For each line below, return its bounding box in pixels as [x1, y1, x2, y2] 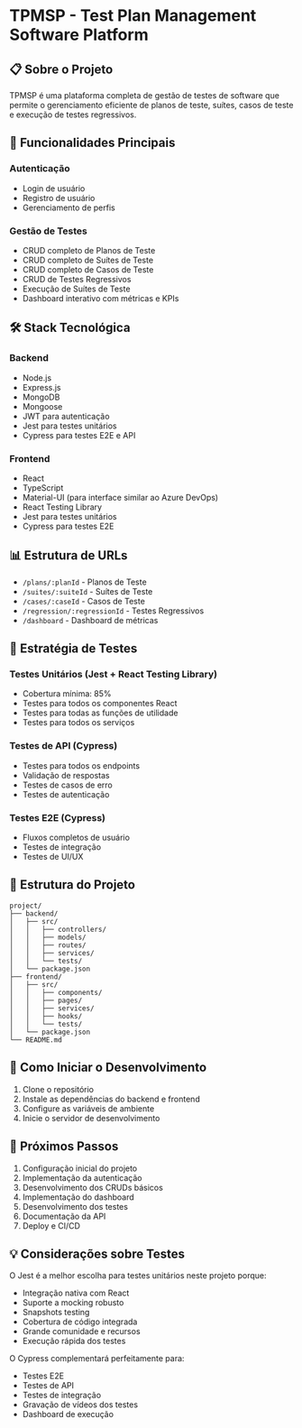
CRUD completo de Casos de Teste [22, 263, 154, 275]
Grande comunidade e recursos [22, 1326, 142, 1337]
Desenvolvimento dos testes [22, 1201, 129, 1211]
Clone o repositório [22, 1083, 95, 1094]
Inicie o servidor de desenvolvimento [22, 1112, 160, 1123]
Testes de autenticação [22, 788, 110, 799]
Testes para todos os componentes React [22, 698, 178, 709]
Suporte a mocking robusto [22, 1297, 124, 1308]
